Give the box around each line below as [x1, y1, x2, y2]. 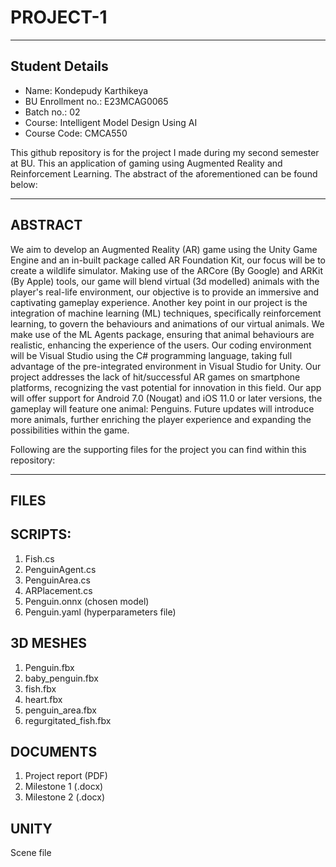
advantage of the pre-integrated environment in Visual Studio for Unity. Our [10, 360, 322, 372]
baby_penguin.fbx [24, 672, 99, 684]
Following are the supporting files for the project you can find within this [10, 443, 307, 455]
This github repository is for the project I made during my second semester [10, 146, 320, 158]
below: [10, 178, 38, 190]
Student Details [10, 58, 109, 75]
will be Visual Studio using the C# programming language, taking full [10, 349, 293, 361]
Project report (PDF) [24, 770, 108, 782]
